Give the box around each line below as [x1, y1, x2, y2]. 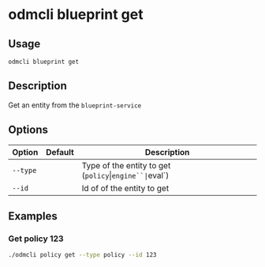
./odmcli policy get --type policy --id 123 [8, 251, 157, 259]
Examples [8, 209, 58, 223]
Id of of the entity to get [81, 182, 170, 194]
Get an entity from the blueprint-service [8, 100, 142, 110]
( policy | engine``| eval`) [81, 170, 170, 181]
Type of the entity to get [81, 160, 171, 171]
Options [8, 123, 49, 137]
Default [46, 146, 75, 157]
